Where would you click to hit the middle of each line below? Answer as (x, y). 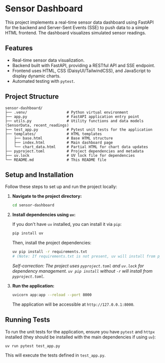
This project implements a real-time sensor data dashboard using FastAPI (79, 22)
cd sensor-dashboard (33, 205)
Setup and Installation (39, 175)
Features (19, 48)
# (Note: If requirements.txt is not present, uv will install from (84, 256)
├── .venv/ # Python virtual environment (67, 112)
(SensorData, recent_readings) (37, 125)
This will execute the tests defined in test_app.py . (55, 355)
